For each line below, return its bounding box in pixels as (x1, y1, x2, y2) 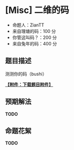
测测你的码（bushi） (5, 71, 47, 77)
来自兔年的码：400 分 (12, 40, 57, 46)
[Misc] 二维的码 (5, 4, 70, 16)
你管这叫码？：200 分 (12, 34, 57, 40)
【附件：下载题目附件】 (5, 81, 53, 87)
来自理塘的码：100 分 (12, 28, 56, 34)
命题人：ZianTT (12, 22, 45, 28)
